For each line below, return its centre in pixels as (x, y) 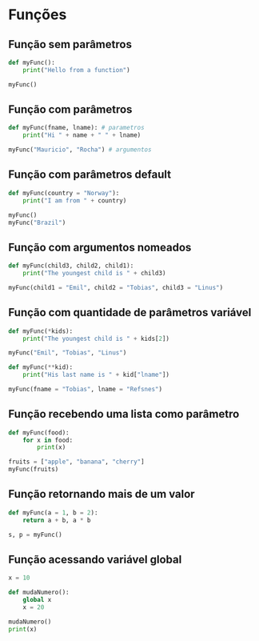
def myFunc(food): (39, 433)
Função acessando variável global (95, 559)
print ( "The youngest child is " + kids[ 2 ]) (96, 339)
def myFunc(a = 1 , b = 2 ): (53, 513)
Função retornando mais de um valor (102, 494)
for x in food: (48, 440)
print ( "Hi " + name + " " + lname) (82, 135)
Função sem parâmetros (70, 44)
